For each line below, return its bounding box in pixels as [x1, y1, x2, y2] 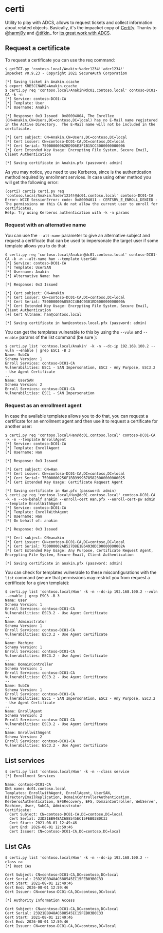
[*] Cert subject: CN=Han [5, 467, 57, 472]
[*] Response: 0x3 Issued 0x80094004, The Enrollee [5, 113, 114, 118]
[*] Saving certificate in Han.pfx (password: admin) [5, 488, 117, 493]
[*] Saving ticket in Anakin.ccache [5, 79, 79, 84]
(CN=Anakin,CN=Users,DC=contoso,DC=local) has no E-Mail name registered [5, 118, 158, 122]
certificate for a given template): [5, 580, 70, 586]
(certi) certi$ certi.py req [5, 189, 64, 194]
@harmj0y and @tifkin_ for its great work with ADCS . [5, 30, 111, 36]
